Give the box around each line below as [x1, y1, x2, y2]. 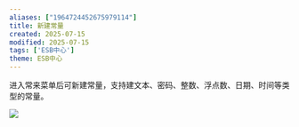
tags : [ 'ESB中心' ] [9, 46, 75, 55]
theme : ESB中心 [9, 54, 63, 63]
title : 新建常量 [9, 21, 64, 30]
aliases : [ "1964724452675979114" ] [9, 12, 138, 22]
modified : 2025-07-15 [9, 37, 90, 47]
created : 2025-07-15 [9, 29, 86, 38]
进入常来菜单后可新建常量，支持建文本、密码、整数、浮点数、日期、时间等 [9, 80, 282, 90]
